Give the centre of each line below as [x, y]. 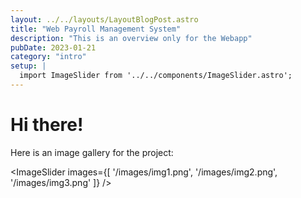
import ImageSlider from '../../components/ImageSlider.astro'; [156, 76]
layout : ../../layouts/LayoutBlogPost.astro [104, 19]
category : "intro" [48, 57]
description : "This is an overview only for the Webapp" [131, 38]
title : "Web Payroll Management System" [96, 29]
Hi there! [47, 125]
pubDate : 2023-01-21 [53, 47]
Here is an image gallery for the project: [92, 152]
